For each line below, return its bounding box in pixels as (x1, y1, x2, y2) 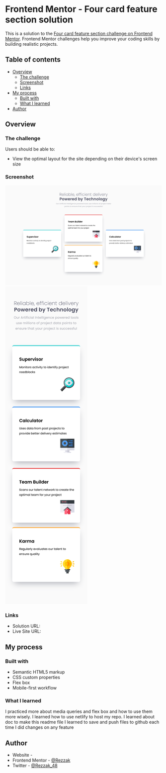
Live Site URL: (12, 628, 41, 634)
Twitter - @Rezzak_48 (12, 763, 58, 769)
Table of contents (5, 56, 61, 64)
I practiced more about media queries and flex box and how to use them (5, 708, 153, 714)
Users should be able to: (5, 146, 56, 152)
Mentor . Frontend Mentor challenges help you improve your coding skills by (5, 36, 160, 42)
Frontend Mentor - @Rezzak (12, 757, 71, 764)
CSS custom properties (12, 675, 61, 681)
